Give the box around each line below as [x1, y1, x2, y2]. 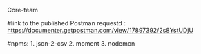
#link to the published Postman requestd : [7, 19, 126, 27]
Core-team [7, 6, 39, 14]
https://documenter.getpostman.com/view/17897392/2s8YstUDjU [7, 27, 194, 34]
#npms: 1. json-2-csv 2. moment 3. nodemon [7, 40, 135, 47]
